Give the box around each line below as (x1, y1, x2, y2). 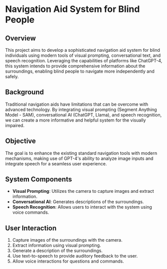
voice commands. (12, 209, 49, 215)
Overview (5, 34, 36, 42)
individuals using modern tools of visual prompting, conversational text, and (5, 52, 161, 58)
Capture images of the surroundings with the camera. (12, 237, 123, 243)
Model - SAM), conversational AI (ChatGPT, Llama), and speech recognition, (5, 112, 162, 118)
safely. (5, 74, 19, 79)
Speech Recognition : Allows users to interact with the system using (12, 204, 152, 210)
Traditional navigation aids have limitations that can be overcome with (5, 101, 149, 107)
